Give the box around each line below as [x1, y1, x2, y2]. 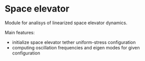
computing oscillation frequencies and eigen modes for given [12, 44, 140, 50]
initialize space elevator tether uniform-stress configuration [12, 39, 136, 45]
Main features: [5, 29, 35, 35]
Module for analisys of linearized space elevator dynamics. [5, 20, 127, 26]
